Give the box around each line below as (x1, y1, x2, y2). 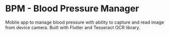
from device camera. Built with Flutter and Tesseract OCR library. (5, 24, 140, 30)
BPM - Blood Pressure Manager (5, 3, 140, 14)
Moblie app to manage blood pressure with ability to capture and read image (5, 19, 164, 25)
